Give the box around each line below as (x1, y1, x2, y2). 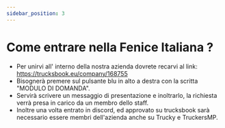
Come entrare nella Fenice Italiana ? (6, 39, 214, 55)
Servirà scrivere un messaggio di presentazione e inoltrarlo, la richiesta (16, 91, 217, 99)
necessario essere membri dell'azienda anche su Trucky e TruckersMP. (16, 113, 218, 121)
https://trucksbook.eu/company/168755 (16, 69, 128, 77)
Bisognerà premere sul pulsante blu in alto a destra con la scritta (16, 77, 198, 85)
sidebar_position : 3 (6, 10, 66, 17)
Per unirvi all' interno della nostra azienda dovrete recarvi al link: (16, 62, 198, 71)
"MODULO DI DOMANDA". (16, 84, 90, 92)
